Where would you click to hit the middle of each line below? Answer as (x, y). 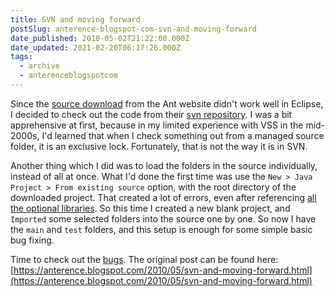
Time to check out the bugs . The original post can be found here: (144, 259)
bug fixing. (32, 240)
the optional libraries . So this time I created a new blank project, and (150, 208)
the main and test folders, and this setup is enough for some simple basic (161, 229)
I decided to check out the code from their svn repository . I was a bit (151, 114)
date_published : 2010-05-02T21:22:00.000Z (100, 38)
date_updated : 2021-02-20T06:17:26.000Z (96, 47)
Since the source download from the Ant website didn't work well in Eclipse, (167, 103)
